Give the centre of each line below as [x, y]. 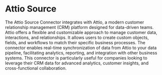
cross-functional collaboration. [36, 68]
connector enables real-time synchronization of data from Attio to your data [81, 48]
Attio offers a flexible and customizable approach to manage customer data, [81, 32]
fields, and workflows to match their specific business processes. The [75, 42]
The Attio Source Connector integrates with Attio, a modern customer [75, 22]
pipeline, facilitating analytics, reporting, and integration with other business [81, 53]
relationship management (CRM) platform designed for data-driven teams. [80, 27]
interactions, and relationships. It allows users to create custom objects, [77, 37]
